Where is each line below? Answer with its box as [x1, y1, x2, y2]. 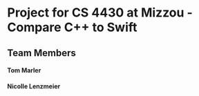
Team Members [7, 47, 76, 59]
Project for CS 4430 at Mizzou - [7, 5, 193, 21]
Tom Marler [7, 66, 41, 75]
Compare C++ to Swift [7, 19, 138, 35]
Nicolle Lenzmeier [7, 81, 61, 90]
